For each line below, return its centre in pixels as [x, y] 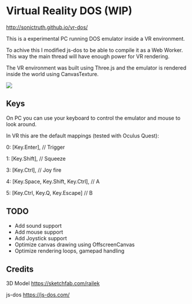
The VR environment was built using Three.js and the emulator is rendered [96, 68]
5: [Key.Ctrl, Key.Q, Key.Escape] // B [49, 192]
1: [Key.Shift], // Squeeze [36, 158]
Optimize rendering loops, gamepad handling [69, 251]
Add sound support [38, 225]
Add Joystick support [41, 238]
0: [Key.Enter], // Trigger [36, 147]
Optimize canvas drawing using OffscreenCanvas [75, 244]
